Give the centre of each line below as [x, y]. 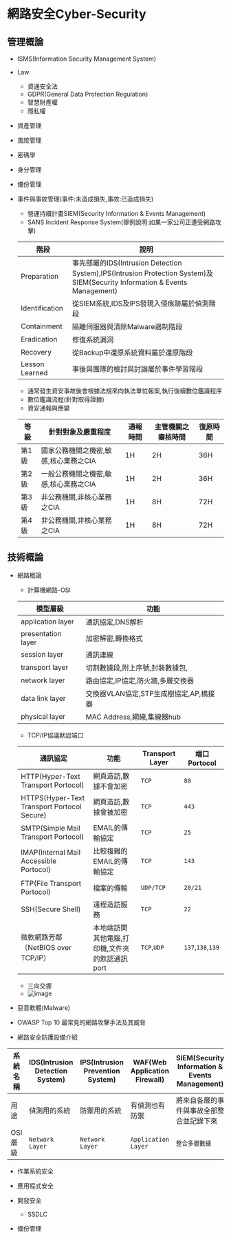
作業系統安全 [35, 1171]
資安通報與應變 [48, 408]
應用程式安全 [35, 1186]
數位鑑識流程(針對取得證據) [66, 399]
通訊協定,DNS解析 [114, 622]
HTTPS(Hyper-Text [52, 797]
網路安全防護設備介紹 [47, 1037]
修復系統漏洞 [93, 340]
